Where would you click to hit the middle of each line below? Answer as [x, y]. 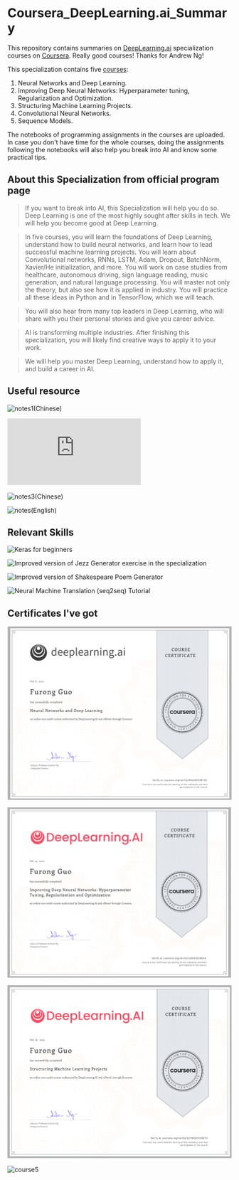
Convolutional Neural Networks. [64, 113]
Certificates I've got [53, 613]
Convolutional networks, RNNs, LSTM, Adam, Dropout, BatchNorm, [123, 259]
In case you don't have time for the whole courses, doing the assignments [116, 142]
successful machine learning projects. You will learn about [110, 252]
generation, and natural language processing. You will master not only [127, 282]
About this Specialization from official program [113, 180]
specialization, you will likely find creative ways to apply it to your [121, 340]
